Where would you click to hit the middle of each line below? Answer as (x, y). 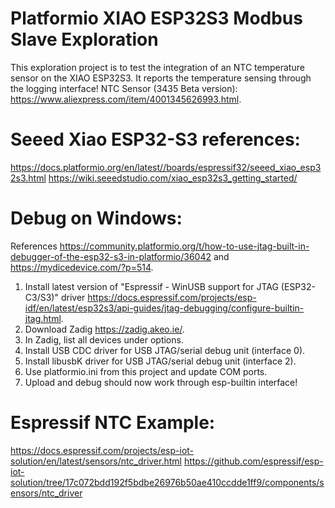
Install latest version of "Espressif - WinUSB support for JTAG (151, 286)
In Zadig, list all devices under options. (104, 339)
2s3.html (28, 178)
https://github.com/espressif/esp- (253, 461)
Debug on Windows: (96, 218)
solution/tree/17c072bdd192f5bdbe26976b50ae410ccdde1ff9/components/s (167, 482)
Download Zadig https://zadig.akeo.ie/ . (104, 329)
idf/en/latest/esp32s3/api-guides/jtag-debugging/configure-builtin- (164, 308)
